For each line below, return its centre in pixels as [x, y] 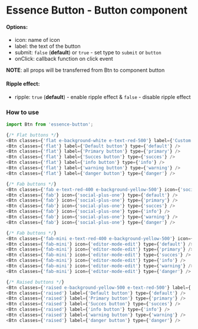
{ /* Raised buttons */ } [35, 282]
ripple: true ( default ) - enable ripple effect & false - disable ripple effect [103, 97]
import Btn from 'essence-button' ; [50, 124]
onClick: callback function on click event [64, 59]
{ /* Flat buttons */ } [33, 135]
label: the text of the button [47, 46]
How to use [23, 112]
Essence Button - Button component [97, 10]
